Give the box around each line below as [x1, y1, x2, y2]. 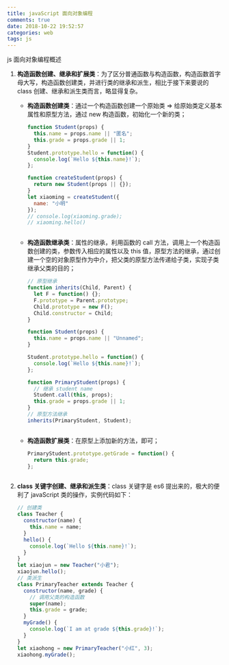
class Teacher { [16, 511, 64, 518]
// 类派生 [16, 574, 42, 581]
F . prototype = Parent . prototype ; [33, 296, 129, 304]
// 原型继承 [27, 278, 57, 285]
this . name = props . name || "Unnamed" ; [33, 335, 144, 342]
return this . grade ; [33, 456, 89, 463]
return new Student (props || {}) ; [33, 181, 132, 188]
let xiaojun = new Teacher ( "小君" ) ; [16, 562, 120, 569]
